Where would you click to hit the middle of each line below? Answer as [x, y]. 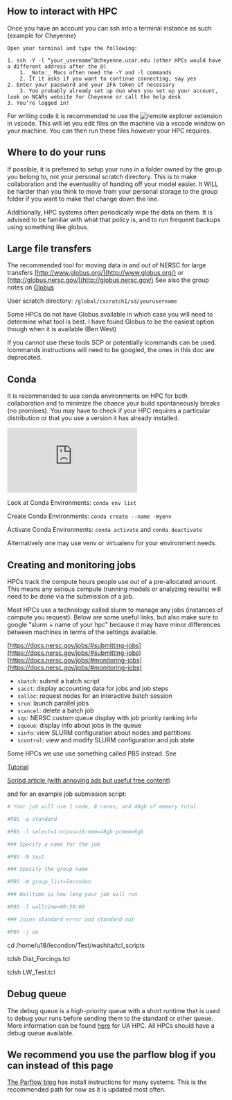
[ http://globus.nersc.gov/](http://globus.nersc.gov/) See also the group [108, 280]
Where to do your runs [56, 152]
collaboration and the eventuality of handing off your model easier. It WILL [113, 184]
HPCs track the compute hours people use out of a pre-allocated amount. [112, 582]
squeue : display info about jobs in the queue [79, 726]
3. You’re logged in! [38, 103]
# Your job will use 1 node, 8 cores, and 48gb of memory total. [103, 807]
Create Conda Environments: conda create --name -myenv [89, 516]
